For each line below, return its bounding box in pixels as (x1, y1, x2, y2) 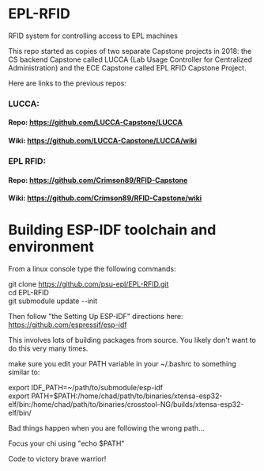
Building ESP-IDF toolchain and (8, 221, 217, 239)
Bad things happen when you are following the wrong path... (8, 424, 205, 433)
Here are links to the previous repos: (8, 78, 126, 88)
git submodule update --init (8, 296, 98, 306)
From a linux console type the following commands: (8, 264, 176, 274)
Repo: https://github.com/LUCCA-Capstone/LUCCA (8, 118, 183, 127)
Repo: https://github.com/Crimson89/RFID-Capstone (8, 175, 188, 184)
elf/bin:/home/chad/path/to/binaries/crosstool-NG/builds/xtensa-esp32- (8, 400, 244, 409)
